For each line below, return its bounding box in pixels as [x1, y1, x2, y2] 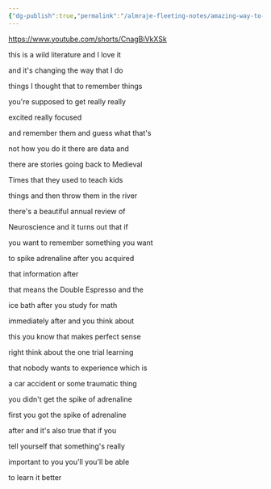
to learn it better [8, 472, 62, 482]
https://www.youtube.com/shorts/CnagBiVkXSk [8, 34, 167, 44]
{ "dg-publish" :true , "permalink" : [8, 11, 121, 20]
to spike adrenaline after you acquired [8, 253, 135, 263]
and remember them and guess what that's [8, 128, 152, 137]
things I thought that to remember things [8, 81, 143, 91]
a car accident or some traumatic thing [8, 378, 137, 388]
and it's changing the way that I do [8, 65, 123, 75]
